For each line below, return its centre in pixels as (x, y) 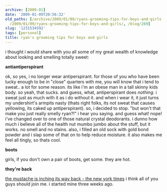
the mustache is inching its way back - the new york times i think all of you (82, 179)
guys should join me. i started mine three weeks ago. (59, 184)
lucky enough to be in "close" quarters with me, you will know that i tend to (82, 82)
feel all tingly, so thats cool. (33, 140)
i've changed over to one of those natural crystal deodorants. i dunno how (82, 119)
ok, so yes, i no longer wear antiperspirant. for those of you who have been (82, 76)
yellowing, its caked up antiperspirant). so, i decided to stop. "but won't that (83, 108)
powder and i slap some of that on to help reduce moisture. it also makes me (84, 135)
